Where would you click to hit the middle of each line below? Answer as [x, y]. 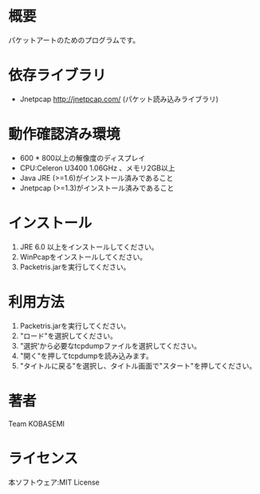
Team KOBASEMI [37, 424]
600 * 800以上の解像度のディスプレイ [83, 157]
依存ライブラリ [57, 76]
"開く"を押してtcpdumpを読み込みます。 [86, 356]
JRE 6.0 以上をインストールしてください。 [89, 247]
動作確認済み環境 [65, 135]
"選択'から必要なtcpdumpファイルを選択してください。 [110, 345]
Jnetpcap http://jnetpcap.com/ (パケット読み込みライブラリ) [119, 99]
